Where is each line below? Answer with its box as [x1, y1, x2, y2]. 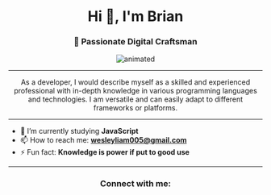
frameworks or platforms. [93, 103, 178, 113]
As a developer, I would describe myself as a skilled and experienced [20, 77, 251, 87]
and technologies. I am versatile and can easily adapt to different [27, 94, 244, 104]
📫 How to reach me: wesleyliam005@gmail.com [19, 135, 187, 145]
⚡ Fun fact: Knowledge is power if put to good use [19, 147, 190, 157]
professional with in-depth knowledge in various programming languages [13, 86, 258, 96]
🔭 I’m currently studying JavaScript [19, 127, 139, 136]
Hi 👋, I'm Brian [87, 7, 184, 26]
